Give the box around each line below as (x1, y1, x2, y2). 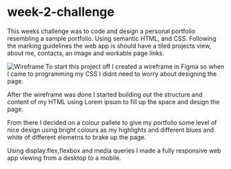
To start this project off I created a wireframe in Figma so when (46, 62, 225, 70)
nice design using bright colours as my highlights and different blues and (7, 126, 214, 134)
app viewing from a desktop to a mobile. (7, 153, 122, 162)
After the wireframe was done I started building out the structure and (7, 90, 203, 99)
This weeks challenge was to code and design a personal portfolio (7, 27, 196, 35)
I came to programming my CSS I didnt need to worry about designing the (7, 70, 217, 78)
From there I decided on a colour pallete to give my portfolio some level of (7, 118, 217, 126)
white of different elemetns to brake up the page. (7, 132, 147, 141)
